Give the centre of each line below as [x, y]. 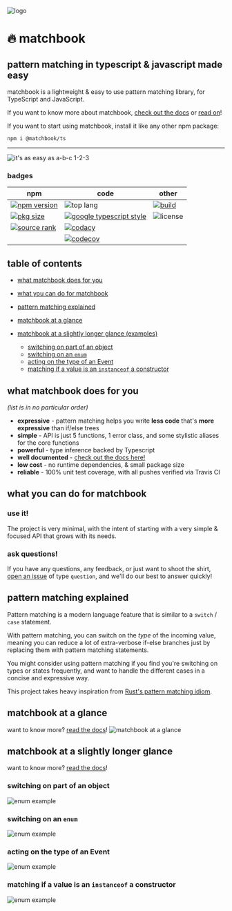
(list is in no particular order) [48, 407]
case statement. [29, 622]
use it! [18, 513]
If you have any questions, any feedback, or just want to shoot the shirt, [109, 568]
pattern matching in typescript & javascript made [115, 65]
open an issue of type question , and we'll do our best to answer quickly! [110, 576]
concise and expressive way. [48, 678]
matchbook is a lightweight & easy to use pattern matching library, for [106, 92]
